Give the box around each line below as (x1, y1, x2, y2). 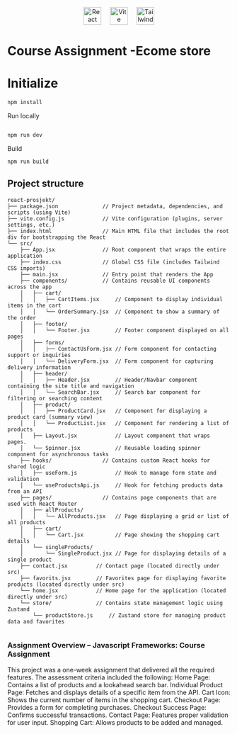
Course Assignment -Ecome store (7, 43, 211, 60)
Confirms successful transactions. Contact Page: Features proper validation (7, 711, 229, 719)
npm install (7, 99, 42, 106)
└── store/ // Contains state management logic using (20, 599, 223, 606)
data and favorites (7, 618, 65, 625)
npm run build (7, 158, 50, 165)
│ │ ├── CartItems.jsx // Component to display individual (20, 295, 223, 303)
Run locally (7, 112, 40, 120)
